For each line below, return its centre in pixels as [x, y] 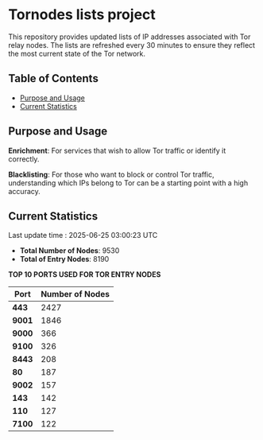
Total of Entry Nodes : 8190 [64, 259]
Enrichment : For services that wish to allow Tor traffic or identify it [117, 150]
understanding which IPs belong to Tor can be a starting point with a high [128, 183]
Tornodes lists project [82, 15]
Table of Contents [54, 78]
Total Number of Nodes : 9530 [70, 251]
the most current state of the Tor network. [77, 53]
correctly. [24, 159]
